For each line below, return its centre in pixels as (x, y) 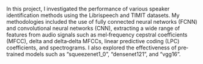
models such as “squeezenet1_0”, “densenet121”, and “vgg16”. (103, 54)
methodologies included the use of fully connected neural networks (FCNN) (102, 22)
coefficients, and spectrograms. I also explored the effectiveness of (91, 48)
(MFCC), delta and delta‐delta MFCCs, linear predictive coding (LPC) (93, 41)
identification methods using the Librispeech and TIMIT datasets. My (93, 15)
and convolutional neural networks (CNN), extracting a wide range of (93, 28)
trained (15, 54)
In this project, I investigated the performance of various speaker (88, 9)
